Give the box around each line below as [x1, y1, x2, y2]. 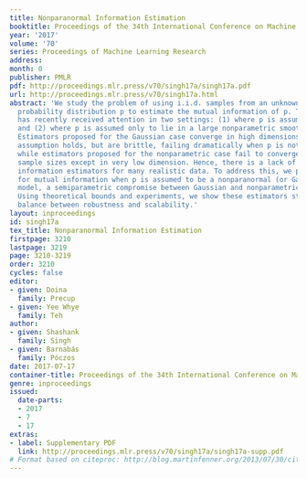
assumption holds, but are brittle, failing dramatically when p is [17, 141, 284, 150]
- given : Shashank [9, 328, 79, 337]
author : [9, 319, 39, 329]
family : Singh [17, 336, 71, 345]
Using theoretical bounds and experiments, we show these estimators [17, 192, 288, 201]
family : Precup [17, 293, 76, 303]
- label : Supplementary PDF [9, 438, 117, 448]
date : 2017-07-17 [9, 362, 76, 371]
